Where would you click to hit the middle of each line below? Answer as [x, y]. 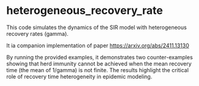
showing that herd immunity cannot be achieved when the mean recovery [99, 64]
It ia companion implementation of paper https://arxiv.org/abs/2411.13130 [98, 45]
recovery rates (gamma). [38, 33]
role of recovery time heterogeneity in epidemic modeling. [79, 76]
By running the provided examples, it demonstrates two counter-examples [100, 57]
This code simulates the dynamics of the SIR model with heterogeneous [97, 27]
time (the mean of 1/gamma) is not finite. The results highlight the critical [98, 70]
